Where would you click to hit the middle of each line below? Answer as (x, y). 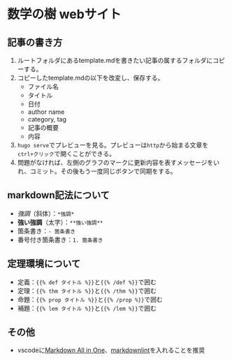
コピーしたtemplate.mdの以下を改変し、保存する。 (90, 78)
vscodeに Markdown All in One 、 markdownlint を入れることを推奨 (111, 351)
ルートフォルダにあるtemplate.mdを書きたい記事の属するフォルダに (115, 60)
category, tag (47, 119)
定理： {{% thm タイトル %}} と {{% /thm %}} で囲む (87, 290)
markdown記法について (59, 195)
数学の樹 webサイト (64, 14)
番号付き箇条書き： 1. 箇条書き (60, 240)
